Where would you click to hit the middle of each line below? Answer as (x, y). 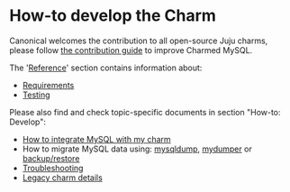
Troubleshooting (53, 168)
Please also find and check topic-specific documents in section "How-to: (145, 112)
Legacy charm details (63, 178)
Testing (36, 95)
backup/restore (51, 158)
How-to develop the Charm (113, 16)
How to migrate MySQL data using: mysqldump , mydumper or (137, 149)
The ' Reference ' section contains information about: (106, 68)
